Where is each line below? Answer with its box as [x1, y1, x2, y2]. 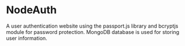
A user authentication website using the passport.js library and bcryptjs [6, 22, 179, 29]
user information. [6, 34, 48, 41]
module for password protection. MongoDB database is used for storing [6, 28, 180, 35]
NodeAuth [6, 3, 57, 17]
